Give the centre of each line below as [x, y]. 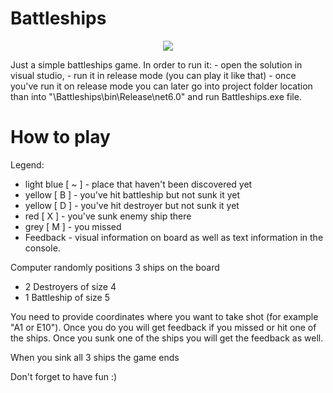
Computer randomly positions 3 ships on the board [115, 267]
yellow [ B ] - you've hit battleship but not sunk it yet [132, 194]
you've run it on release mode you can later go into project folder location [161, 86]
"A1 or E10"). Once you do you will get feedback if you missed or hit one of [163, 327]
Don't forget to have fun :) [64, 376]
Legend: [27, 164]
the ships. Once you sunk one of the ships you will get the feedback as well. [167, 338]
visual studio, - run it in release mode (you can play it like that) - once [153, 75]
